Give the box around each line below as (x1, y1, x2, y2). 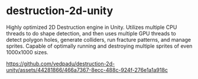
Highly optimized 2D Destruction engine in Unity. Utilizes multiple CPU (6, 24, 177, 31)
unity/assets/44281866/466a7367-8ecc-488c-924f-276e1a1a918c (6, 66, 168, 73)
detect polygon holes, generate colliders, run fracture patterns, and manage (6, 36, 191, 43)
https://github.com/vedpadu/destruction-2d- (6, 60, 115, 67)
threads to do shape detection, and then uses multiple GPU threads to (6, 29, 176, 37)
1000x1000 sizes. (6, 48, 48, 55)
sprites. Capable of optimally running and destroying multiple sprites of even (6, 42, 193, 50)
